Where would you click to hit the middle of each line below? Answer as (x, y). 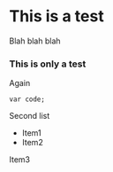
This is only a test (48, 64)
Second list (30, 116)
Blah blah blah (35, 41)
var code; (27, 99)
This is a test (56, 16)
